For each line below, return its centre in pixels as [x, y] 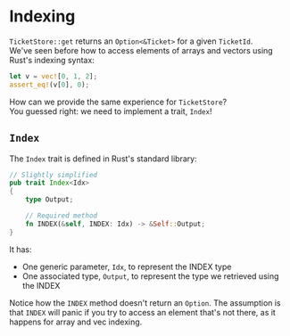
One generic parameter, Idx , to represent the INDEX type [127, 266]
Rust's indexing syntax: [52, 60]
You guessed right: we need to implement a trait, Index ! [111, 111]
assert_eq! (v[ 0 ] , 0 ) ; [50, 85]
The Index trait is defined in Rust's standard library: [104, 159]
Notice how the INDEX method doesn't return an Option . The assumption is [145, 303]
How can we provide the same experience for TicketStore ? [118, 102]
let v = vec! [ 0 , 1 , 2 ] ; [54, 76]
